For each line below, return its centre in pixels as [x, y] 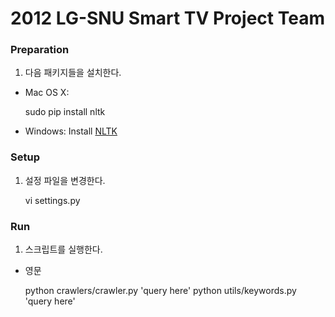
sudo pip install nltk [65, 112]
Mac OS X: [47, 93]
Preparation [40, 50]
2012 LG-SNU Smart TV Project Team [167, 18]
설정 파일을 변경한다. [65, 180]
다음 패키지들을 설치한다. [73, 73]
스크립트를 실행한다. [63, 249]
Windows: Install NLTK [71, 131]
